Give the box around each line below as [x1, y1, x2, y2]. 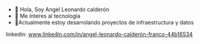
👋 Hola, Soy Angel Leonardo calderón [14, 6, 109, 13]
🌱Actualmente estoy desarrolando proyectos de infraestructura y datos [14, 19, 194, 26]
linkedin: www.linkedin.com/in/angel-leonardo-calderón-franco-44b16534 [6, 31, 193, 38]
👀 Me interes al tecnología [14, 12, 81, 20]
